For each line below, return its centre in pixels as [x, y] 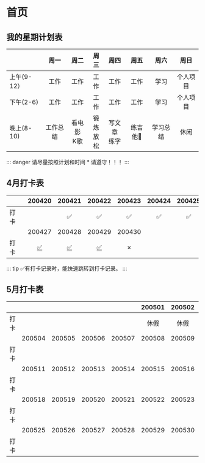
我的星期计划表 [34, 37]
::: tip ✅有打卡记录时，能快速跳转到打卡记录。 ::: [67, 268]
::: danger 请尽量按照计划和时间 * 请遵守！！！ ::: [68, 162]
